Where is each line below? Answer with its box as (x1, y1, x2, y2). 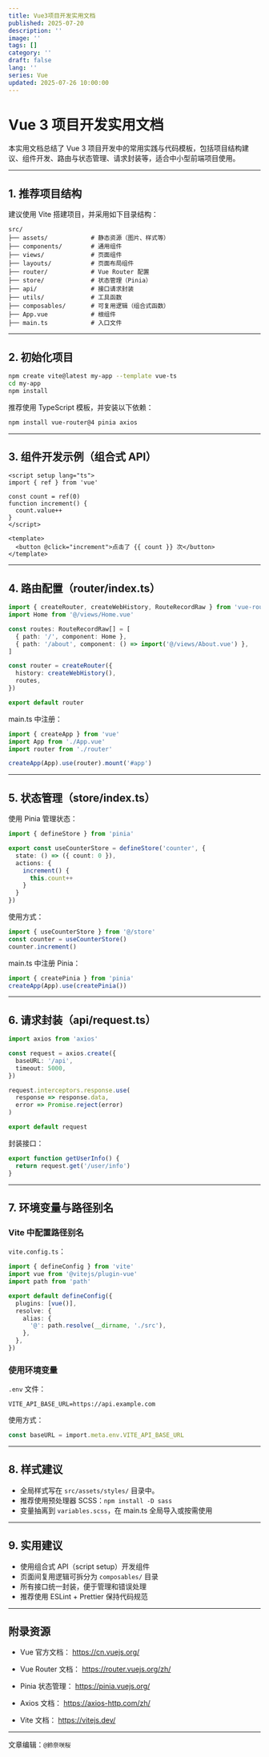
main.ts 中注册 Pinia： (8, 958, 81, 968)
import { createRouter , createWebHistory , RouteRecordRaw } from (8, 604, 231, 612)
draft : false (8, 57, 52, 65)
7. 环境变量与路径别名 (8, 1201, 114, 1214)
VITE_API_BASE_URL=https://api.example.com (8, 1400, 156, 1409)
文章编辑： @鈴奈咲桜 (8, 1740, 71, 1750)
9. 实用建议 (8, 1538, 63, 1553)
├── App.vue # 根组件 (8, 311, 116, 319)
